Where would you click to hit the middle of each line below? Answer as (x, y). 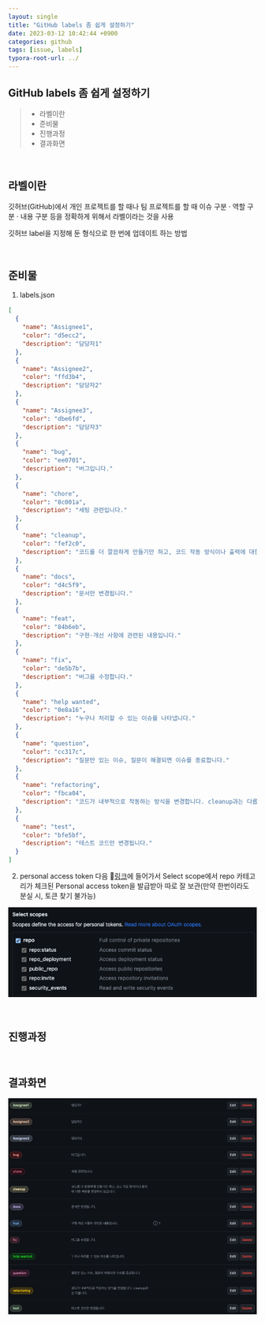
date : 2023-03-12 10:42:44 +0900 (63, 33)
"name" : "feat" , (49, 618)
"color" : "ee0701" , (54, 461)
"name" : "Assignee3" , (58, 410)
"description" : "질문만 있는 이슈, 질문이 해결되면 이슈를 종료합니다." (126, 760)
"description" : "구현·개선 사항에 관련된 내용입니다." (102, 635)
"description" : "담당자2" (62, 386)
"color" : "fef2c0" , (54, 543)
